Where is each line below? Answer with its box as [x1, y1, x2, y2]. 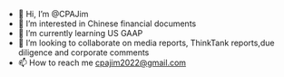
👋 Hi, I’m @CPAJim [17, 9, 89, 19]
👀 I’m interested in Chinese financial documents [17, 18, 197, 29]
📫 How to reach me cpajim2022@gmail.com [17, 57, 187, 68]
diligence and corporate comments [17, 47, 150, 58]
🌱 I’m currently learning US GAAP [17, 28, 143, 38]
